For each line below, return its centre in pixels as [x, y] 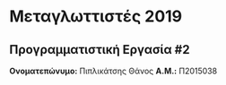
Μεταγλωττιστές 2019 [96, 17]
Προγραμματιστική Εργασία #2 [100, 50]
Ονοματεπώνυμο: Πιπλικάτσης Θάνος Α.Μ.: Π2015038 [113, 71]
